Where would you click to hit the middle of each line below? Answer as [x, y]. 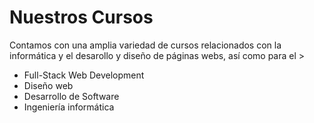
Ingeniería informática [69, 107]
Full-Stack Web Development [84, 75]
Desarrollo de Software [71, 96]
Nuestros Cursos [81, 17]
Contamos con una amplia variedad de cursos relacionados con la [145, 45]
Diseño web [48, 85]
